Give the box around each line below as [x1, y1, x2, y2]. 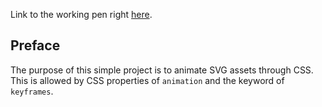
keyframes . [10, 85, 54, 97]
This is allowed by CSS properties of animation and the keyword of [10, 74, 285, 86]
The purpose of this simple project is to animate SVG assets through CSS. [10, 64, 314, 76]
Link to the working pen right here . [10, 9, 153, 20]
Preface [10, 37, 61, 54]
